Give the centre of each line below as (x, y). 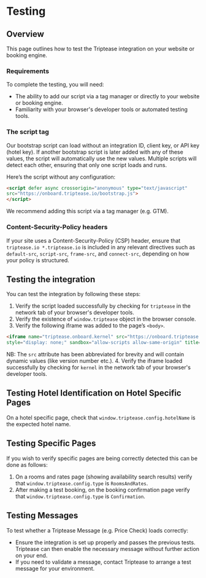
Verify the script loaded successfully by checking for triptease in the (103, 306)
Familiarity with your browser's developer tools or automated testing (101, 109)
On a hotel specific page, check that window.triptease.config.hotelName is (101, 417)
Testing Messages (42, 516)
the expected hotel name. (39, 424)
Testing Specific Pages (51, 443)
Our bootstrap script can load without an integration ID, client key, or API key (103, 145)
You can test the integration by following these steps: (74, 294)
